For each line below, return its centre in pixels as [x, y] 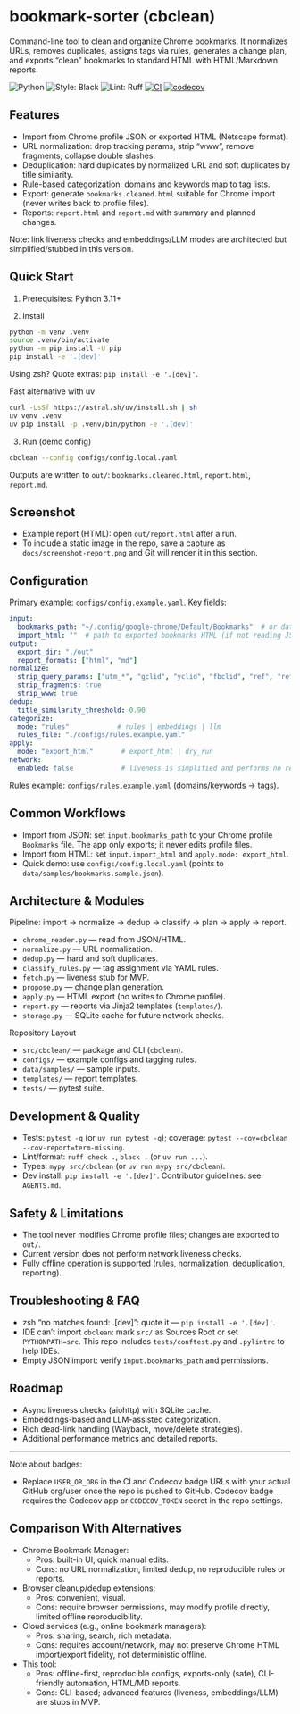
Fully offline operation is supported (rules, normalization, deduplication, [154, 1263]
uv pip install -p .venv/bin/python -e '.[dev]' [101, 424]
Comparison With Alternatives [96, 1529]
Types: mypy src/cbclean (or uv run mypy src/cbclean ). [124, 1166]
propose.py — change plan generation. [93, 987]
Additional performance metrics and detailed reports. [120, 1438]
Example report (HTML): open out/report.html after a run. [129, 534]
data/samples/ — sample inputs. [81, 1069]
